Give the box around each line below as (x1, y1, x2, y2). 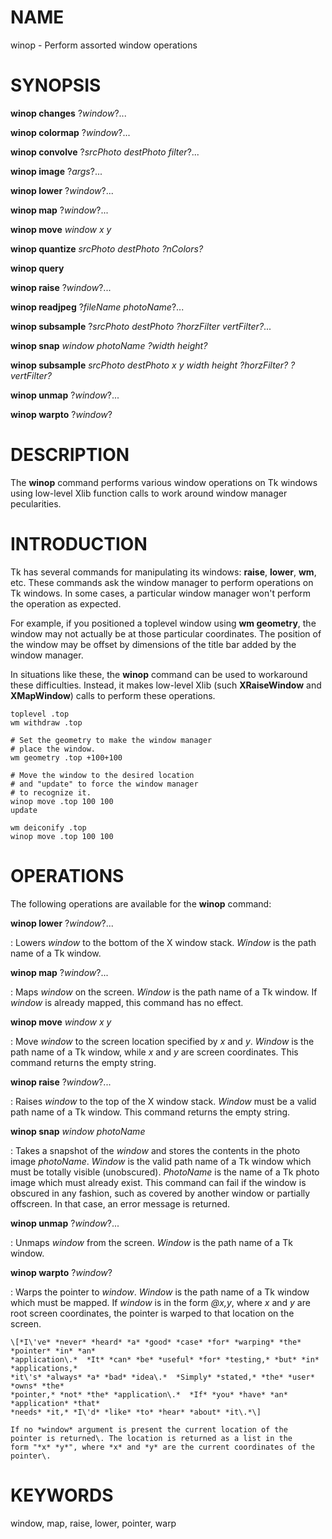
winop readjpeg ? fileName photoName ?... (10, 301, 185, 313)
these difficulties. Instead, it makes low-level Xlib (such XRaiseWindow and (10, 679, 322, 691)
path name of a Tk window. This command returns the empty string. (10, 1106, 291, 1118)
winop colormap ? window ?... (10, 126, 131, 138)
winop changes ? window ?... (10, 107, 127, 119)
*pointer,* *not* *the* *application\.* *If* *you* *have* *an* (10, 1389, 288, 1400)
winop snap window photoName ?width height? (10, 339, 208, 351)
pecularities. (10, 497, 62, 510)
